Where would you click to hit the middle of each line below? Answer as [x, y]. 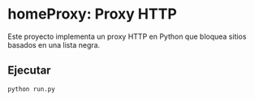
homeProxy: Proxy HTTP [93, 14]
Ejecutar [29, 71]
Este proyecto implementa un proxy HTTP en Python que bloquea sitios [127, 36]
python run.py [32, 89]
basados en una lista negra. [54, 44]
